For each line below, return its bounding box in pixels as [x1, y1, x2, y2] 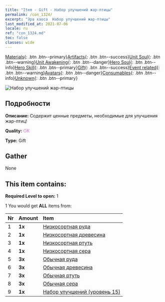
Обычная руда [42, 256, 78, 263]
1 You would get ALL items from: [5, 203, 72, 209]
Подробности [5, 99, 50, 108]
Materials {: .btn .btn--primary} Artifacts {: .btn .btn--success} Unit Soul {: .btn [5, 54, 161, 60]
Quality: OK [5, 127, 30, 133]
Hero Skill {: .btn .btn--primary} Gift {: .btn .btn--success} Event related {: [14, 64, 160, 70]
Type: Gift [5, 137, 26, 143]
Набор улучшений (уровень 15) [42, 288, 121, 295]
